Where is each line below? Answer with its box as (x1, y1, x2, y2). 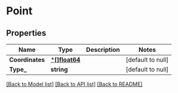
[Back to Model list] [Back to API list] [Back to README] (6, 80, 143, 88)
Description (86, 46, 120, 54)
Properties (6, 28, 46, 38)
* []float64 (50, 55, 80, 64)
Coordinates (9, 55, 45, 64)
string (50, 66, 68, 73)
